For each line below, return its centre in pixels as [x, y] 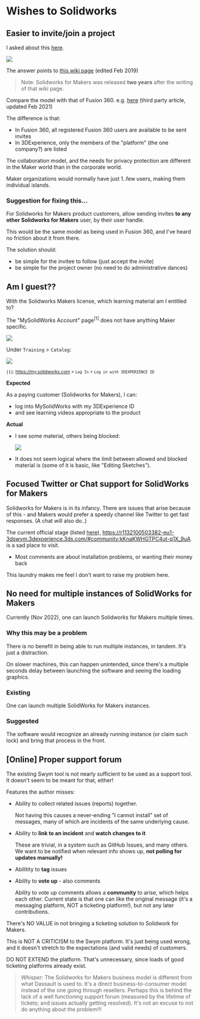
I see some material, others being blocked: [67, 436]
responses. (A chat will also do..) [46, 520]
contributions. [32, 912]
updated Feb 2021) [29, 107]
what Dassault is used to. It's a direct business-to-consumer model [104, 984]
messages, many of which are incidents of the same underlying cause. [102, 822]
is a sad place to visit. [33, 545]
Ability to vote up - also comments [57, 881]
